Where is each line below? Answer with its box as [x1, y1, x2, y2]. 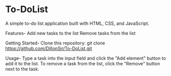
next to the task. [5, 66, 39, 72]
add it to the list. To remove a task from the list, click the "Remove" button [5, 60, 160, 66]
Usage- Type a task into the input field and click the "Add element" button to [5, 55, 166, 61]
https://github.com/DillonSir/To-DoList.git [5, 45, 92, 51]
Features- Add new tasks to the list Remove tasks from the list [5, 30, 136, 36]
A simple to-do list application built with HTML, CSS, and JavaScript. [5, 20, 150, 26]
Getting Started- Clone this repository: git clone [5, 40, 106, 46]
